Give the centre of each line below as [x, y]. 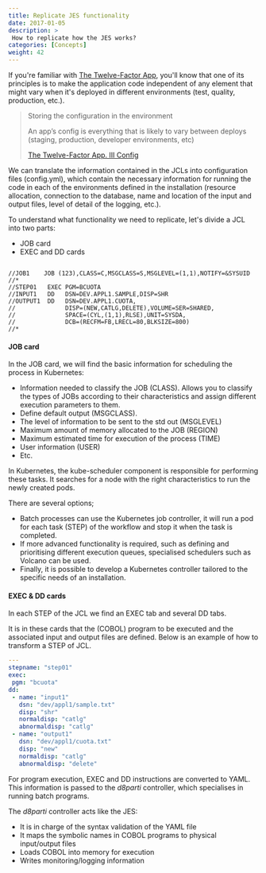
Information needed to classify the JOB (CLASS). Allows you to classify [136, 388]
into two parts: [32, 228]
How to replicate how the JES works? [74, 38]
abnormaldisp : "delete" [58, 763]
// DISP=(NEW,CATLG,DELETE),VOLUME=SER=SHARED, [112, 308]
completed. [38, 535]
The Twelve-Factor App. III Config [83, 155]
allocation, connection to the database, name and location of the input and [130, 196]
